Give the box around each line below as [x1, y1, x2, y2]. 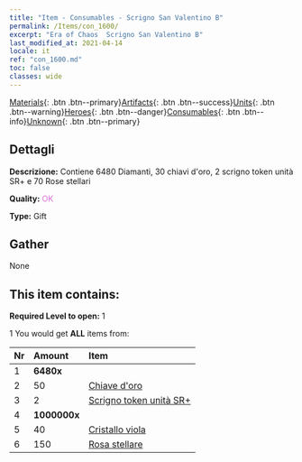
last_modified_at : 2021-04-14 [9, 38, 124, 48]
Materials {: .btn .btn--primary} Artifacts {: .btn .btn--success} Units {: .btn [9, 97, 275, 107]
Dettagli [9, 142, 55, 158]
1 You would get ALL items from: [9, 328, 130, 339]
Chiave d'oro [88, 380, 142, 393]
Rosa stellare [88, 439, 143, 451]
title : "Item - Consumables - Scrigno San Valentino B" [9, 13, 224, 23]
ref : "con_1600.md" [9, 55, 83, 64]
